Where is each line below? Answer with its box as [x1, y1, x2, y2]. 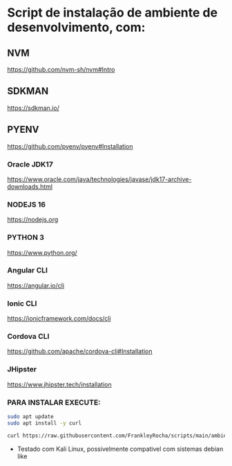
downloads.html [7, 182, 53, 191]
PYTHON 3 [7, 233, 45, 243]
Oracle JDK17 [7, 159, 53, 169]
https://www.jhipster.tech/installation [7, 380, 112, 389]
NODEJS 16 [7, 199, 46, 209]
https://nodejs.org [7, 216, 59, 224]
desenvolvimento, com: [7, 19, 146, 35]
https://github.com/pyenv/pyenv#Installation [7, 142, 133, 150]
